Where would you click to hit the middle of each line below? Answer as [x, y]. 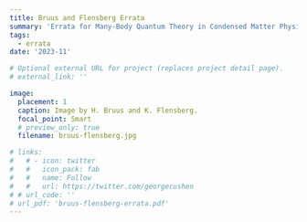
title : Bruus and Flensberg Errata [77, 18]
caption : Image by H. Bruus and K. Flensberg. [108, 111]
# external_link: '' [49, 77]
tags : [20, 35]
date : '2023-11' [40, 52]
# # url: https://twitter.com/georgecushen [102, 186]
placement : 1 [42, 101]
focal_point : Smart [55, 119]
